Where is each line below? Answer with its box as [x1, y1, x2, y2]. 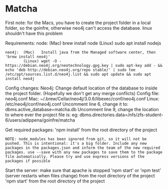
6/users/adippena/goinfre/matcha [5, 117, 75, 123]
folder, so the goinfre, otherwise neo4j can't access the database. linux [5, 25, 152, 31]
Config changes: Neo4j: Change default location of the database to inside [5, 85, 158, 91]
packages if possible [5, 158, 51, 163]
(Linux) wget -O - [23, 58, 62, 63]
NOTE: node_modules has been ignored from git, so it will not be [5, 136, 147, 141]
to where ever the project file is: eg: [5, 112, 79, 118]
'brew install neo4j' [5, 54, 51, 59]
